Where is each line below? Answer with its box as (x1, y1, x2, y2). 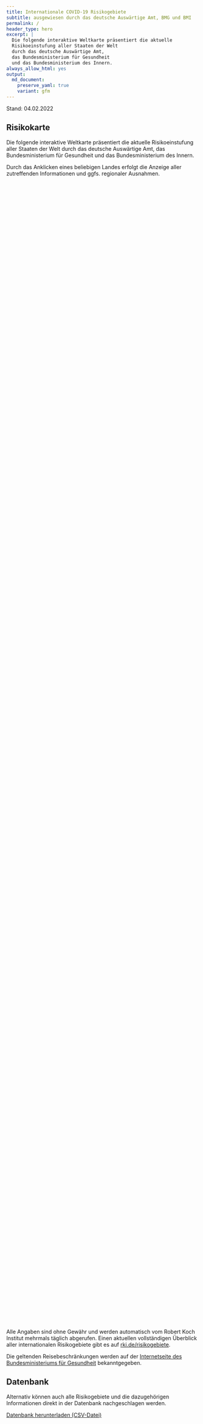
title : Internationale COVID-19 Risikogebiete (6, 9, 126, 15)
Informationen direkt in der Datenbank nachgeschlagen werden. (6, 1399, 167, 1406)
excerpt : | (6, 32, 34, 38)
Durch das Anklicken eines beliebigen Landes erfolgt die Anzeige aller (6, 163, 182, 170)
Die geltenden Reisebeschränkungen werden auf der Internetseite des (6, 1352, 182, 1360)
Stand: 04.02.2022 (6, 105, 53, 112)
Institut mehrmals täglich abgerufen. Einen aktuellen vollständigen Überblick (6, 1334, 198, 1342)
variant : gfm (17, 88, 50, 94)
